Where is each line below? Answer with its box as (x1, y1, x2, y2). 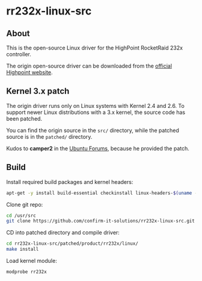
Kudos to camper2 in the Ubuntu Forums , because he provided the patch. (6, 145, 189, 152)
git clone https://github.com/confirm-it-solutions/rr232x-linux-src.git (6, 218, 195, 224)
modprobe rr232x (6, 269, 47, 275)
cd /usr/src (6, 212, 36, 218)
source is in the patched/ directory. (6, 133, 93, 140)
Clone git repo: (6, 201, 43, 208)
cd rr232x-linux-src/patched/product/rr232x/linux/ (6, 241, 138, 247)
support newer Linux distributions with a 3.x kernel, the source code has (6, 109, 185, 116)
